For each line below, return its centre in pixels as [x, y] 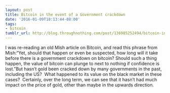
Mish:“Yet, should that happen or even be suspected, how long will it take [82, 53]
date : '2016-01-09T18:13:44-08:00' [43, 19]
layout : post [19, 10]
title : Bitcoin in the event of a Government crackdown [65, 15]
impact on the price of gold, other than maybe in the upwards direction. [80, 85]
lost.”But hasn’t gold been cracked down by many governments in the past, [83, 69]
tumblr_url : [18, 33]
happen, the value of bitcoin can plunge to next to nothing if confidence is [82, 64]
